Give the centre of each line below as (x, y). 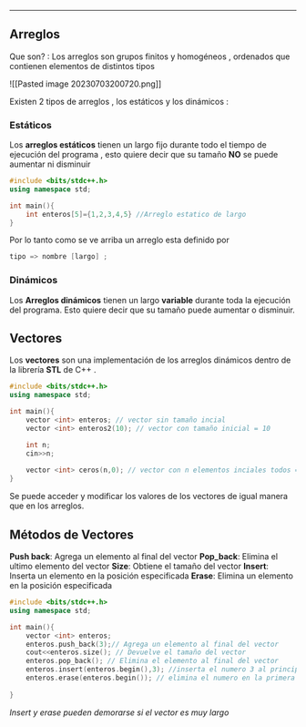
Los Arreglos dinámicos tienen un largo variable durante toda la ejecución (150, 300)
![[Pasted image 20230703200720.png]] (86, 84)
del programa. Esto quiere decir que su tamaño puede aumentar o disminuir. (153, 310)
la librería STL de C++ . (53, 370)
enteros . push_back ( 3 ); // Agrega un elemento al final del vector (153, 644)
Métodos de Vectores (71, 534)
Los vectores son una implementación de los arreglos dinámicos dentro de (150, 360)
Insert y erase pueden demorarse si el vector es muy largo (119, 712)
